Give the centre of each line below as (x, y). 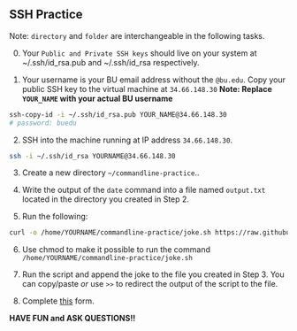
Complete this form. (58, 301)
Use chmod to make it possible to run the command (116, 250)
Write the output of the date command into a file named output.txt (144, 190)
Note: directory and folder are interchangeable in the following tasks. (137, 35)
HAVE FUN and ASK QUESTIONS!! (72, 319)
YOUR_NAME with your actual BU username (97, 98)
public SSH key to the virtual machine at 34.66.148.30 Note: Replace (147, 89)
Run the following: (55, 217)
